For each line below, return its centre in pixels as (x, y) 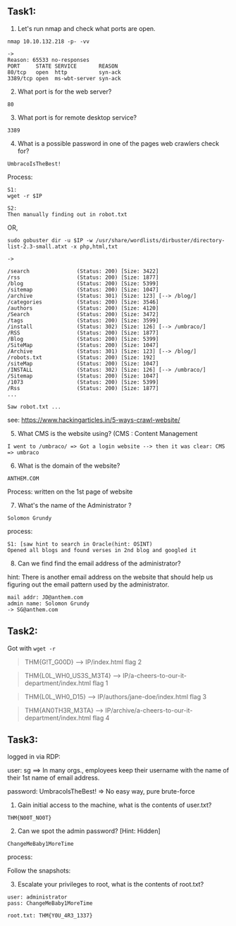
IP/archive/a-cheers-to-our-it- (149, 710)
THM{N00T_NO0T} (30, 818)
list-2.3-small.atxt (38, 246)
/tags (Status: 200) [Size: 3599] (83, 320)
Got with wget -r (32, 648)
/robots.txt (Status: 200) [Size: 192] (82, 357)
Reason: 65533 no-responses (49, 60)
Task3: (23, 740)
